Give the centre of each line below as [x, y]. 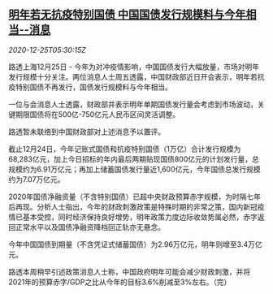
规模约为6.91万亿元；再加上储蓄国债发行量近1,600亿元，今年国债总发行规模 [135, 169]
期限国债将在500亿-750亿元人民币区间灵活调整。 [97, 114]
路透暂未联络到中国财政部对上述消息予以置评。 [87, 132]
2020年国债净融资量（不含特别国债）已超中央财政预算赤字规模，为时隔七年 [135, 197]
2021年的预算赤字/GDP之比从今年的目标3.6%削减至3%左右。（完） [120, 282]
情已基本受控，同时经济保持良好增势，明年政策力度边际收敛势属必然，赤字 [133, 217]
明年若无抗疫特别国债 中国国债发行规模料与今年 [127, 15]
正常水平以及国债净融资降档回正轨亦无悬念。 [90, 227]
